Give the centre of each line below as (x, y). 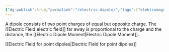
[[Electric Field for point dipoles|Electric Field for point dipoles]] (71, 44)
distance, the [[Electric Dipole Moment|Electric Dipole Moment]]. (72, 34)
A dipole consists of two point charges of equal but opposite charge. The (81, 24)
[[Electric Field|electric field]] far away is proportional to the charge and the (83, 29)
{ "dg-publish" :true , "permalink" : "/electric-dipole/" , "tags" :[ (72, 10)
